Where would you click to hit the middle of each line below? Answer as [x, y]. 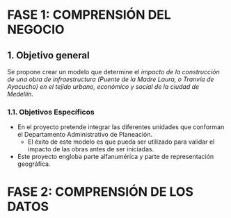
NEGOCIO [36, 30]
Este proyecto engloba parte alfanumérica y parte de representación [115, 157]
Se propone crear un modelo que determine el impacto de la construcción [114, 72]
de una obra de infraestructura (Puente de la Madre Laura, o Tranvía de [111, 79]
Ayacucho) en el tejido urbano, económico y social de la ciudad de [103, 86]
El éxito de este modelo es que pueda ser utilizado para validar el [121, 142]
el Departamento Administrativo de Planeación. [85, 135]
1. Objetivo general [48, 55]
